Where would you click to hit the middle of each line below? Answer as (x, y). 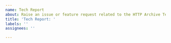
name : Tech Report (25, 10)
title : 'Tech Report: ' (31, 19)
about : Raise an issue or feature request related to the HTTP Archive (83, 14)
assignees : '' (20, 28)
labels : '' (17, 24)
